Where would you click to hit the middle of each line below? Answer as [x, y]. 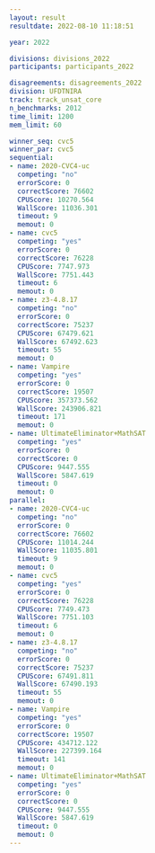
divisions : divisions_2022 [60, 58]
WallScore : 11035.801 [58, 551]
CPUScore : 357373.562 [58, 400]
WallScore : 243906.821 [60, 409]
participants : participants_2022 [72, 67]
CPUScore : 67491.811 [56, 676]
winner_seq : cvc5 [42, 141]
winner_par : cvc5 [42, 149]
